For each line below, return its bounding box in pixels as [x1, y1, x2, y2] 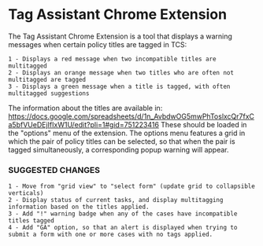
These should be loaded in [161, 119, 247, 129]
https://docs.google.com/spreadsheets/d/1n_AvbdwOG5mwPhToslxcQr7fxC [8, 112, 254, 121]
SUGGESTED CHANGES [8, 164, 101, 175]
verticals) [8, 189, 44, 197]
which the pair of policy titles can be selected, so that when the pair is [8, 136, 235, 146]
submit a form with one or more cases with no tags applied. [8, 230, 213, 239]
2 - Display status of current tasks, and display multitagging [8, 196, 224, 204]
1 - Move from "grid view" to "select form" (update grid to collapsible [8, 182, 256, 190]
